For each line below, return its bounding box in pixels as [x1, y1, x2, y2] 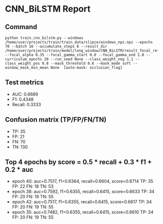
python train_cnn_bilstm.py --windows [5, 35, 83, 40]
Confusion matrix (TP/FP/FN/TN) [5, 115, 107, 124]
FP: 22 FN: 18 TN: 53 [12, 183, 54, 190]
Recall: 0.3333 [12, 101, 41, 107]
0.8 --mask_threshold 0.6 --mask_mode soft [42, 61, 131, 66]
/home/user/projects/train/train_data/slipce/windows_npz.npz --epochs [5, 40, 153, 45]
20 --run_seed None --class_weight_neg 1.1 [44, 57, 133, 62]
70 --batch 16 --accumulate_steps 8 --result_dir [5, 44, 108, 49]
